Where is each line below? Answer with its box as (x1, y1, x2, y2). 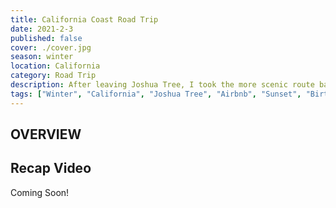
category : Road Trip (10, 71, 97, 81)
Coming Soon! (10, 186, 70, 198)
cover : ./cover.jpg (10, 42, 92, 53)
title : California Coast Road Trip (10, 14, 159, 25)
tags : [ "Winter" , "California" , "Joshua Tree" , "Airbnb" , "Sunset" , (10, 89, 302, 99)
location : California (10, 61, 101, 71)
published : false (10, 33, 83, 43)
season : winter (10, 52, 74, 62)
